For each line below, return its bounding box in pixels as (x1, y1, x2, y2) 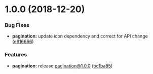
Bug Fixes (5, 22, 30, 29)
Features (5, 51, 27, 58)
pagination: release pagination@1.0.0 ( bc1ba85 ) (12, 62, 113, 69)
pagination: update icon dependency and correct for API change (12, 33, 148, 39)
